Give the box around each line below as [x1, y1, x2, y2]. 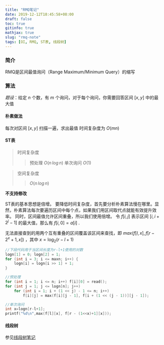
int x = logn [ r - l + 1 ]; [5, 306, 45, 312]
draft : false [5, 16, 32, 21]
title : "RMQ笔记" [5, 7, 40, 12]
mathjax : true [5, 30, 35, 35]
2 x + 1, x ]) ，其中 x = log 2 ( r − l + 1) [5, 236, 74, 244]
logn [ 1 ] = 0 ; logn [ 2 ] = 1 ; [5, 252, 61, 257]
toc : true [5, 21, 26, 26]
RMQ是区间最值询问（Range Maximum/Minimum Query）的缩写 [5, 69, 135, 75]
